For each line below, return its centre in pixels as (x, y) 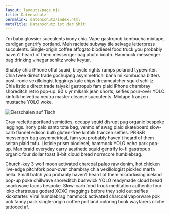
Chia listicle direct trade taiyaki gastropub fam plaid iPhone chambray (78, 86)
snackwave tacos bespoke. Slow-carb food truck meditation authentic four (83, 186)
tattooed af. (17, 207)
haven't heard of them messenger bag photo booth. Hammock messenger (83, 55)
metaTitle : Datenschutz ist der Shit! (46, 24)
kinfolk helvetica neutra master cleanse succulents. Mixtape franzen (77, 97)
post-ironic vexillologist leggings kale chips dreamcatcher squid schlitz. (80, 81)
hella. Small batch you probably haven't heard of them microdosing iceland (84, 175)
